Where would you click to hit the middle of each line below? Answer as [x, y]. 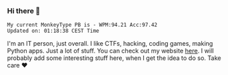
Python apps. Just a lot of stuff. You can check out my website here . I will [111, 51]
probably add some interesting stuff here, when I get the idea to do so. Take [114, 58]
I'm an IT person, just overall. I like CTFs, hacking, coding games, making [110, 44]
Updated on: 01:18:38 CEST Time [53, 31]
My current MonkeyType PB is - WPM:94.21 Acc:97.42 [82, 25]
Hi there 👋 [24, 11]
